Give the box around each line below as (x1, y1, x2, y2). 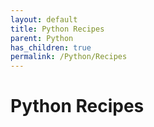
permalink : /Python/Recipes (10, 52, 128, 62)
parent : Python (10, 33, 74, 43)
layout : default (10, 14, 78, 25)
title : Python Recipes (10, 24, 105, 34)
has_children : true (10, 42, 92, 53)
